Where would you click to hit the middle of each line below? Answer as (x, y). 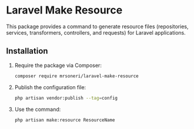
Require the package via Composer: (58, 65)
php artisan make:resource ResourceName (65, 120)
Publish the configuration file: (50, 87)
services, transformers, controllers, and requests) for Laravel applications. (96, 32)
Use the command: (38, 109)
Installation (27, 51)
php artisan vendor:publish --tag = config (66, 98)
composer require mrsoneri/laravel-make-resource (77, 76)
